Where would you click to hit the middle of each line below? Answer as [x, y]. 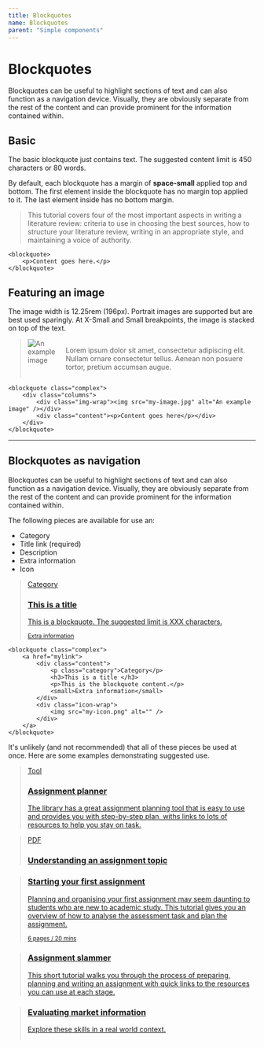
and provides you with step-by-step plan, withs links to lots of [127, 817]
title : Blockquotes [40, 15]
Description [38, 552]
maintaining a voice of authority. [79, 240]
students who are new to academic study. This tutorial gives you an [136, 907]
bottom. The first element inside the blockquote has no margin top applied [128, 192]
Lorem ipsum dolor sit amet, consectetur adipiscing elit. [156, 350]
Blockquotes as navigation [75, 461]
